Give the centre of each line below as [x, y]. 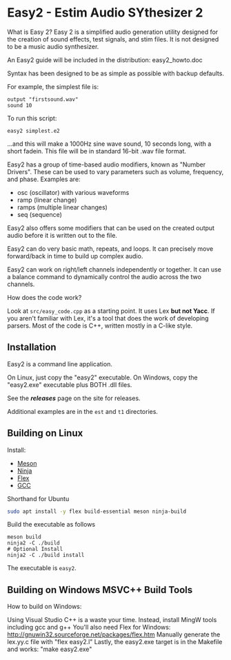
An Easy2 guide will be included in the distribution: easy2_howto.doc [105, 59]
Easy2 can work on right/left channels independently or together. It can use [114, 269]
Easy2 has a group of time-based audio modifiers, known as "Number [107, 164]
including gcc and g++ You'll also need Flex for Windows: [89, 628]
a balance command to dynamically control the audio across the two [104, 276]
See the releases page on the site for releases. [74, 398]
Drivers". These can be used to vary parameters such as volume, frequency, [115, 171]
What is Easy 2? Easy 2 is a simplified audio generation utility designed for [113, 32]
